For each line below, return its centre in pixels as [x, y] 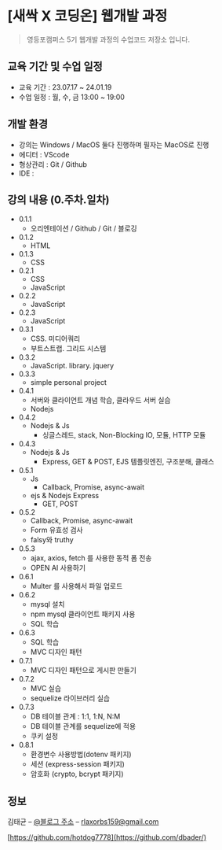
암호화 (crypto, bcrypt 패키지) [77, 774]
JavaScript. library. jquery [72, 366]
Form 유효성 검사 [56, 530]
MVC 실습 [46, 689]
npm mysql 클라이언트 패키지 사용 [83, 614]
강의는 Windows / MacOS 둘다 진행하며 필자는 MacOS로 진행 [114, 144]
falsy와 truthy [52, 540]
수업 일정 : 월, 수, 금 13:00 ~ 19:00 [71, 97]
